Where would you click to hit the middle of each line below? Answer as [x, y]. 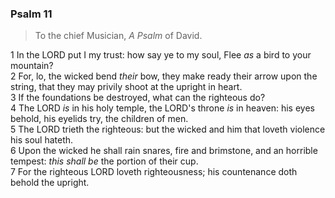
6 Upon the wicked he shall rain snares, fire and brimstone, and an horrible [164, 151]
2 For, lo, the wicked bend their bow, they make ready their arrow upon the [164, 76]
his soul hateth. [42, 140]
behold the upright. [50, 183]
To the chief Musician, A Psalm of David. [118, 36]
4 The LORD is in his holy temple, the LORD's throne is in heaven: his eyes [162, 108]
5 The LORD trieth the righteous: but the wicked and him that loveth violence [168, 129]
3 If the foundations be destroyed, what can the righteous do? [138, 98]
